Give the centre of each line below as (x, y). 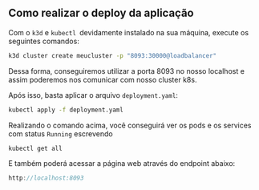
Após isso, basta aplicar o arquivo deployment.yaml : (93, 95)
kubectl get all (35, 148)
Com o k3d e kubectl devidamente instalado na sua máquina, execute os (129, 32)
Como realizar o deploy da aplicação (101, 13)
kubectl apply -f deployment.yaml (66, 110)
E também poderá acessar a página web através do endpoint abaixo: (122, 164)
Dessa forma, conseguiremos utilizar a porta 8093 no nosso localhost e (126, 71)
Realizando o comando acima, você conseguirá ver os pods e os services (130, 125)
